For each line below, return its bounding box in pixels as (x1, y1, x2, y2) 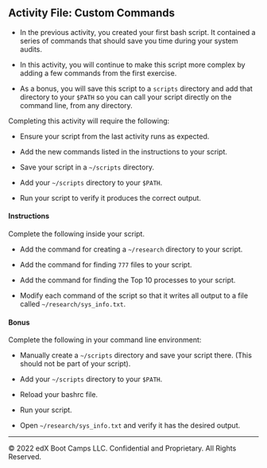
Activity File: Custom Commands (8, 6, 176, 20)
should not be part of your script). (19, 359, 131, 369)
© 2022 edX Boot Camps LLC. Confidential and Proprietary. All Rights (8, 443, 237, 453)
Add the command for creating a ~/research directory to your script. (19, 244, 243, 254)
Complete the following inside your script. (8, 229, 145, 239)
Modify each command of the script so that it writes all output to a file (19, 291, 249, 301)
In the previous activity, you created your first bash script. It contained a (19, 27, 256, 37)
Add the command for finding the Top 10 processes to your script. (19, 275, 236, 285)
